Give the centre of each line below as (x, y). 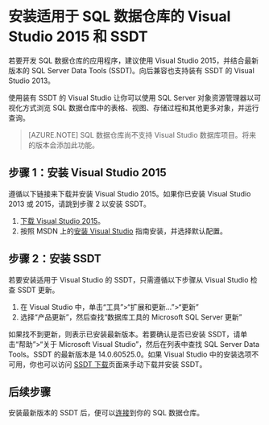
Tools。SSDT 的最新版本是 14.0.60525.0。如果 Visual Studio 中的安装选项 (130, 354)
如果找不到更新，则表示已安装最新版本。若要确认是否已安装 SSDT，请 (124, 334)
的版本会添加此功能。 (63, 145)
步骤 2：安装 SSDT (55, 259)
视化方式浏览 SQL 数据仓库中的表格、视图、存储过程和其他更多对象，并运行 (134, 107)
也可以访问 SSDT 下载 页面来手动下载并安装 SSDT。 (121, 364)
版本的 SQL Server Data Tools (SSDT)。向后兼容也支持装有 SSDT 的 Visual (132, 70)
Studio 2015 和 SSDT (79, 37)
